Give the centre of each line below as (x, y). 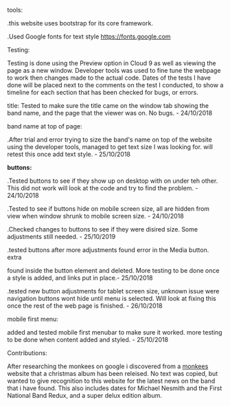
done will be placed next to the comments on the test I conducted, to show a (115, 85)
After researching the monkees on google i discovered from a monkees (108, 366)
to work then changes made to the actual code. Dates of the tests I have (109, 78)
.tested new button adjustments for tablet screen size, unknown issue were (113, 291)
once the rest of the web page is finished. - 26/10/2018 (85, 306)
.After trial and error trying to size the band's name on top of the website (110, 139)
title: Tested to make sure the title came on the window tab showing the (108, 105)
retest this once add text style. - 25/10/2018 (69, 154)
